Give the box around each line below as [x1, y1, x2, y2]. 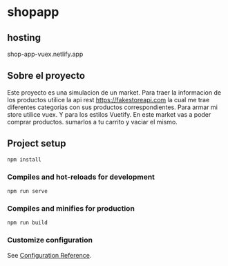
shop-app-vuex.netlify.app [7, 50, 84, 58]
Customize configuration [7, 236, 93, 245]
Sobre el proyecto [7, 70, 85, 82]
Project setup [7, 137, 67, 149]
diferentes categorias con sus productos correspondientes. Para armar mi [7, 103, 218, 111]
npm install [7, 156, 41, 163]
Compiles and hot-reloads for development [7, 172, 155, 182]
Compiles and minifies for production [7, 203, 135, 213]
